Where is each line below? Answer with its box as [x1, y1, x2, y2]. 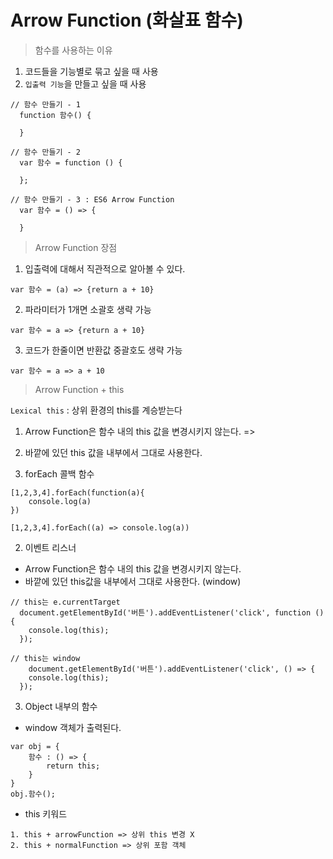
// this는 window [10, 653, 81, 663]
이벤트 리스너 [24, 541, 77, 553]
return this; [46, 761, 101, 771]
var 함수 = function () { [19, 157, 123, 168]
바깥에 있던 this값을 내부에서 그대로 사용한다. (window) [24, 575, 242, 587]
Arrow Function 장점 [34, 241, 118, 253]
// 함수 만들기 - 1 [10, 99, 81, 110]
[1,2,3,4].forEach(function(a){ [10, 487, 145, 498]
